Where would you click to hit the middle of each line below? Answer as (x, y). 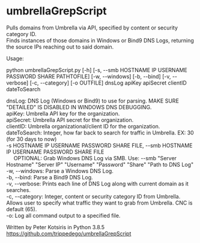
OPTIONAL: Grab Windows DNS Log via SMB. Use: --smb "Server (95, 158)
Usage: (15, 58)
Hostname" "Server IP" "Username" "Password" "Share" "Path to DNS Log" (100, 164)
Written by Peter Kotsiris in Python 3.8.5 (56, 227)
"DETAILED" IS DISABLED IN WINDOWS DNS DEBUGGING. (79, 107)
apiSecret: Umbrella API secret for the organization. (70, 120)
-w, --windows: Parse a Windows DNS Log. (60, 171)
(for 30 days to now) (32, 139)
